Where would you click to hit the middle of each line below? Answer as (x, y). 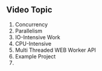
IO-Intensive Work (37, 37)
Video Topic (29, 10)
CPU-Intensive (33, 43)
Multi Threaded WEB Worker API (56, 50)
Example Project (35, 56)
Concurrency (31, 24)
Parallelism (29, 31)
